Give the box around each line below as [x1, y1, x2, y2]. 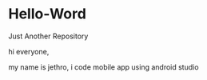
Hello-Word [8, 5, 86, 23]
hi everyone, [8, 46, 50, 56]
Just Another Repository [8, 31, 89, 41]
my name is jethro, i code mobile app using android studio [8, 62, 199, 72]
